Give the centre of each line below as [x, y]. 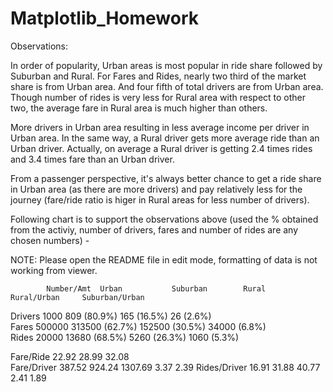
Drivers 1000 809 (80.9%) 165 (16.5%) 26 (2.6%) [111, 316]
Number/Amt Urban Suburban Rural [156, 288]
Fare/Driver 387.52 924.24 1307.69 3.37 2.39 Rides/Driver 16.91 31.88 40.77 [165, 367]
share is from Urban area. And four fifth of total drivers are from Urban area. [167, 86]
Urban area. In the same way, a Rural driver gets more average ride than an [165, 138]
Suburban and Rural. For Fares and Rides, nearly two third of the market [158, 76]
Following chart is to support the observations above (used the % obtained [164, 219]
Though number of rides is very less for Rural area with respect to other [158, 97]
